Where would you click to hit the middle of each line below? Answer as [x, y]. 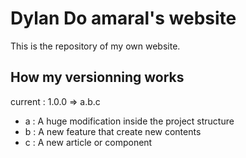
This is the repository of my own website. [95, 46]
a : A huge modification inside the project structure [129, 121]
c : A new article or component [88, 142]
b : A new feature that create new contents [113, 131]
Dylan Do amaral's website [123, 18]
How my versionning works [97, 77]
